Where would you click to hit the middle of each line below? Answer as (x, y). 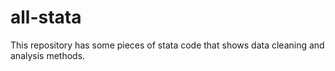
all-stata (46, 17)
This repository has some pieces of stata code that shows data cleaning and (167, 45)
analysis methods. (48, 55)
